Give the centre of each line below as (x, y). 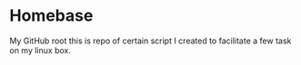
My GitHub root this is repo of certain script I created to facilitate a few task (150, 41)
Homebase (51, 16)
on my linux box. (40, 50)
